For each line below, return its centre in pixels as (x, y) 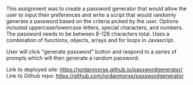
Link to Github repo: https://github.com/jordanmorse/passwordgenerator (95, 76)
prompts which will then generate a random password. (73, 58)
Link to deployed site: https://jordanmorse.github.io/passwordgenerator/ (94, 70)
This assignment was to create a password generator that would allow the (96, 9)
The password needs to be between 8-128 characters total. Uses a (88, 34)
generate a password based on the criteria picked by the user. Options (92, 21)
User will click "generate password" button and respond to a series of (91, 52)
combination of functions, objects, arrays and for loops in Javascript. (91, 40)
